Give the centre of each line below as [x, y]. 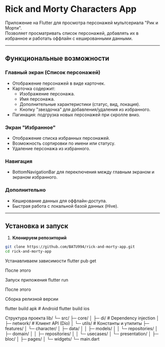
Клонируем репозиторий [40, 238]
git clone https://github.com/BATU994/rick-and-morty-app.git [70, 247]
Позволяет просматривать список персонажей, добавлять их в [72, 33]
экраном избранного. [35, 177]
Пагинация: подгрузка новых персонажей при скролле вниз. [76, 115]
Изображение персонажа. [47, 94]
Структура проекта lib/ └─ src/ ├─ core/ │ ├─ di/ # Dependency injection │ [82, 318]
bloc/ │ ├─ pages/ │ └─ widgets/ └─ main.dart [52, 339]
